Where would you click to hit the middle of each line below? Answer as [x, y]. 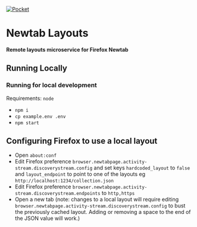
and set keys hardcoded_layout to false [142, 168]
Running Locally [37, 68]
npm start [27, 123]
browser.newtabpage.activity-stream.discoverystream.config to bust [100, 206]
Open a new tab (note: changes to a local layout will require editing [97, 200]
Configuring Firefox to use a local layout [82, 141]
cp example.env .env [40, 116]
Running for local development [51, 85]
